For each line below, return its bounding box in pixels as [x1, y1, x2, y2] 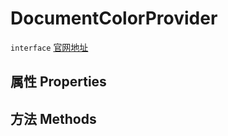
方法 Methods [10, 110, 97, 127]
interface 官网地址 [10, 41, 89, 53]
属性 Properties [10, 73, 107, 91]
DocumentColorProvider [10, 7, 218, 30]
